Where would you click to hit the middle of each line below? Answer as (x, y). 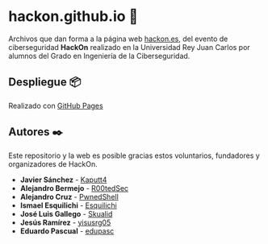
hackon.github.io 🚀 (73, 17)
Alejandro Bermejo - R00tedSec (74, 188)
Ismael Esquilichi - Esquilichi (68, 205)
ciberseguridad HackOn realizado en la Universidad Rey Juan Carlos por (129, 47)
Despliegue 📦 (45, 83)
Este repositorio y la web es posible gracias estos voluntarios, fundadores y (134, 155)
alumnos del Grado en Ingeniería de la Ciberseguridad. (99, 56)
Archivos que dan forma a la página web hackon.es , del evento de (118, 39)
